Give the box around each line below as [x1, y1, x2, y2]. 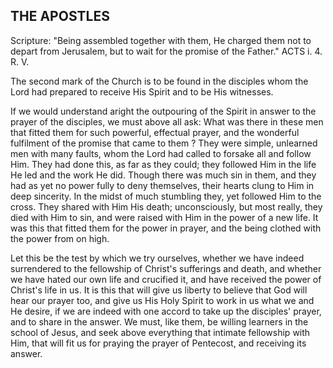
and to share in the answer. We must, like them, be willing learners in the [10, 315, 309, 328]
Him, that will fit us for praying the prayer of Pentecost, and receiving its [10, 337, 307, 349]
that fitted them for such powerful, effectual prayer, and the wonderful [10, 126, 300, 138]
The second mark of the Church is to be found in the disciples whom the [10, 75, 309, 87]
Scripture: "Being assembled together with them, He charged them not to [10, 34, 312, 46]
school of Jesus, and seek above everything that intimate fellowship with [10, 326, 311, 338]
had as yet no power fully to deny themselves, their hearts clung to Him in [10, 179, 315, 191]
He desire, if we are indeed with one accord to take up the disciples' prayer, [10, 305, 322, 317]
